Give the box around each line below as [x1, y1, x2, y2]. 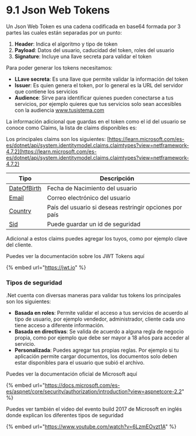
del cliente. [6, 241, 33, 248]
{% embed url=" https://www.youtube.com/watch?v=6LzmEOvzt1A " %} [6, 423, 177, 430]
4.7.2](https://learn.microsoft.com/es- [6, 147, 97, 155]
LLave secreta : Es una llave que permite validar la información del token [14, 75, 188, 83]
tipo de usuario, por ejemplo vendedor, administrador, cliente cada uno [14, 315, 185, 322]
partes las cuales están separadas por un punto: [6, 29, 123, 36]
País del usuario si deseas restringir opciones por [47, 203, 183, 211]
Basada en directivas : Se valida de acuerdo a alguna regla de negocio [14, 328, 184, 335]
